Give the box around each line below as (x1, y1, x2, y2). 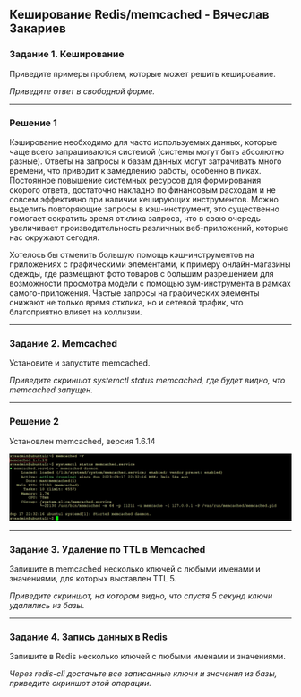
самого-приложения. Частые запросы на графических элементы (9, 287, 260, 298)
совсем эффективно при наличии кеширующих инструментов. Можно (9, 194, 279, 204)
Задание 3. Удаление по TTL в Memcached (9, 543, 206, 555)
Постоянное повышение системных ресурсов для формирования (9, 175, 262, 185)
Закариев (9, 22, 67, 37)
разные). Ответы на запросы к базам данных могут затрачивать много (9, 156, 282, 167)
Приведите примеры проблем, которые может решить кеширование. (9, 68, 276, 79)
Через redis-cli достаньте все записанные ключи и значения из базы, (9, 668, 278, 679)
